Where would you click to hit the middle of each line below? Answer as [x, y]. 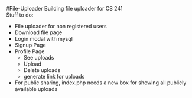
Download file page [38, 32]
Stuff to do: [20, 15]
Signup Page [30, 45]
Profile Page [30, 51]
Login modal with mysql [43, 39]
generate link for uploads [54, 76]
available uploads [36, 89]
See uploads [39, 58]
